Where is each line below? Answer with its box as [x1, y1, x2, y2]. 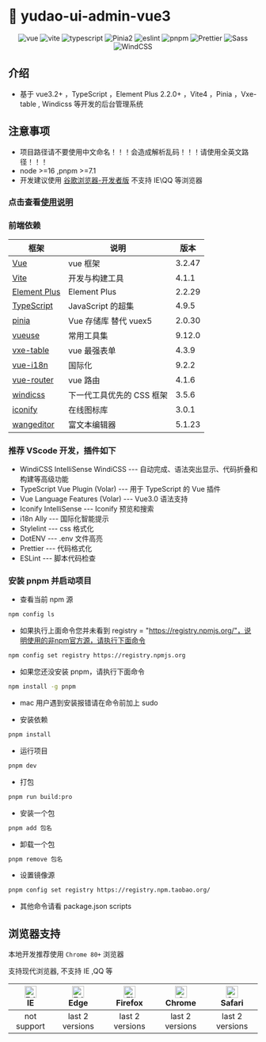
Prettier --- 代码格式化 [19, 544, 93, 553]
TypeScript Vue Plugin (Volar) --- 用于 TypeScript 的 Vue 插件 [19, 485, 222, 494]
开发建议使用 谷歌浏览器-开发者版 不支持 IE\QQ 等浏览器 [19, 175, 203, 184]
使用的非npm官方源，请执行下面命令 [26, 636, 146, 645]
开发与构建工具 [68, 272, 124, 283]
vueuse [12, 329, 40, 340]
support [15, 1021, 46, 1032]
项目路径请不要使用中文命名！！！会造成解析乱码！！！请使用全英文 [19, 146, 242, 157]
